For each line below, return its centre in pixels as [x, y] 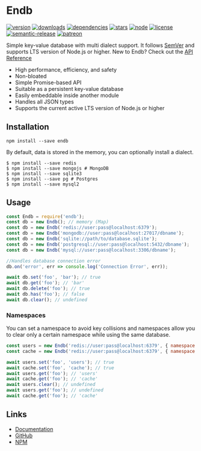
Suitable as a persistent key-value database [69, 89]
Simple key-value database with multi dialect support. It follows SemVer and [100, 45]
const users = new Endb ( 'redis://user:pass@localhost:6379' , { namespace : [102, 346]
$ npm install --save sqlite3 [44, 173]
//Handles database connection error [54, 261]
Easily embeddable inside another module [67, 95]
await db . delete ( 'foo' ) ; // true [48, 289]
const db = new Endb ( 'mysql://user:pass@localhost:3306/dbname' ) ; [91, 250]
